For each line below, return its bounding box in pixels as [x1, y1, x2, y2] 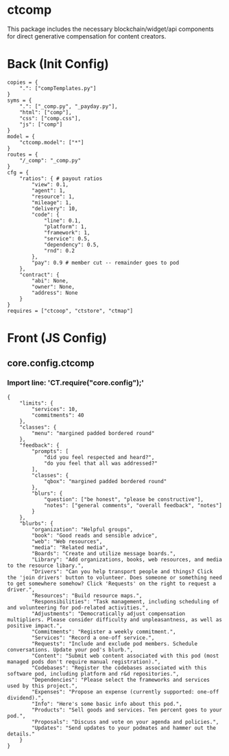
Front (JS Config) [7, 331, 108, 346]
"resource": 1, [32, 193, 75, 200]
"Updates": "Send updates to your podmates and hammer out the [32, 724, 216, 731]
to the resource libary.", [7, 562, 84, 569]
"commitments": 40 [32, 412, 84, 419]
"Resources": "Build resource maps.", [32, 592, 143, 599]
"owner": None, [32, 283, 75, 290]
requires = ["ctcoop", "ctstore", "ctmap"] [7, 307, 134, 314]
